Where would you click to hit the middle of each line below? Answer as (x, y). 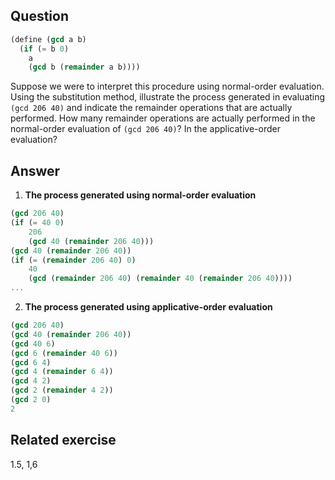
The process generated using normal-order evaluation (140, 195)
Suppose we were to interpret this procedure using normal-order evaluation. (167, 86)
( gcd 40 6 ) (33, 344)
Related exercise (63, 440)
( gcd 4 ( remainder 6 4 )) (62, 372)
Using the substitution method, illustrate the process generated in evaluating (168, 97)
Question (39, 16)
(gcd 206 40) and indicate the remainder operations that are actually (151, 108)
